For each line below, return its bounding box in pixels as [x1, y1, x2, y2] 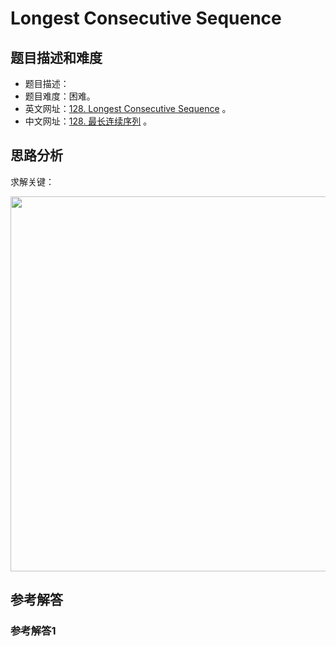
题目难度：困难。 [24, 90, 96, 102]
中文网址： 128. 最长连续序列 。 [24, 115, 153, 127]
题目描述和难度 [10, 49, 103, 66]
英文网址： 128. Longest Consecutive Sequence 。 [24, 103, 232, 114]
